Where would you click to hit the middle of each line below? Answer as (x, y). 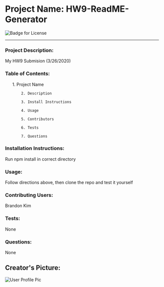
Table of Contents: (28, 73)
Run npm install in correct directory (41, 159)
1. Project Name (28, 84)
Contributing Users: (29, 195)
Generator (26, 19)
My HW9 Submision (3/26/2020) (38, 61)
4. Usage (30, 110)
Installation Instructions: (35, 148)
